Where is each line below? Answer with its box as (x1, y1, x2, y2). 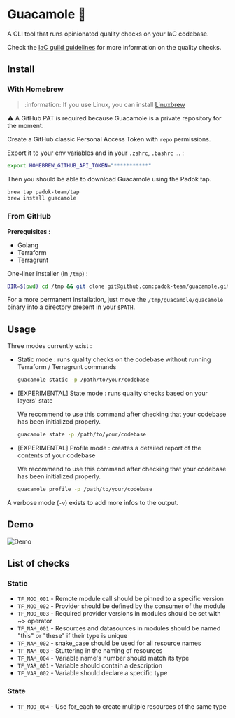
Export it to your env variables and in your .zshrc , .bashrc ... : (7, 149, 184, 157)
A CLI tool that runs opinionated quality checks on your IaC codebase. (7, 29, 209, 38)
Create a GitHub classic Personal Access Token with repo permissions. (7, 134, 211, 143)
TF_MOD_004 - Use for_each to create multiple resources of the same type (17, 702, 227, 710)
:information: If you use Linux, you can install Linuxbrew (24, 100, 185, 109)
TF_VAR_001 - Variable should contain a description (17, 661, 163, 670)
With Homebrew (7, 84, 64, 94)
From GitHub (7, 212, 51, 221)
